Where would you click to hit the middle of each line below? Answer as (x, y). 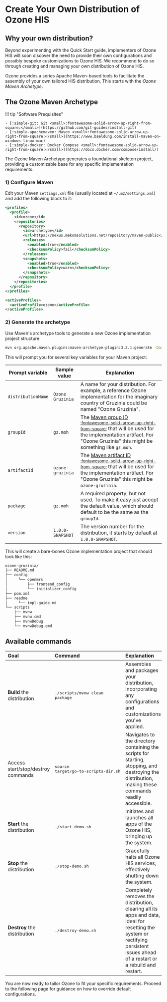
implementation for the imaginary (119, 396)
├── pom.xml (17, 593)
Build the (18, 692)
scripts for (137, 753)
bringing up (139, 836)
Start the (18, 824)
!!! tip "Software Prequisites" (34, 114)
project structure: (23, 338)
